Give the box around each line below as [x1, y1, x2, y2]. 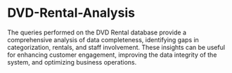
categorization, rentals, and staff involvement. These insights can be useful [7, 43, 226, 51]
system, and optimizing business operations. [7, 58, 137, 66]
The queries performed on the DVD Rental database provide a [7, 28, 187, 36]
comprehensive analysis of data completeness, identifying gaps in [7, 35, 199, 44]
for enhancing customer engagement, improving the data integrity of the [7, 51, 217, 59]
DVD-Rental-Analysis [7, 5, 136, 21]
